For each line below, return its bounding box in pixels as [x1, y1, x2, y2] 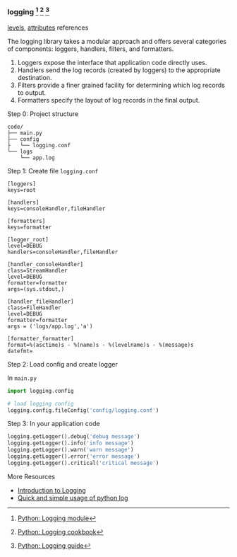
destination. [17, 73, 52, 81]
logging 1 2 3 [7, 6, 50, 17]
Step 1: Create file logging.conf [7, 166, 99, 175]
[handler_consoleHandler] [7, 260, 83, 268]
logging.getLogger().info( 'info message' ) [7, 440, 134, 447]
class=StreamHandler [7, 267, 68, 274]
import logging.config [7, 387, 74, 394]
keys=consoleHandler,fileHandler [7, 205, 106, 212]
